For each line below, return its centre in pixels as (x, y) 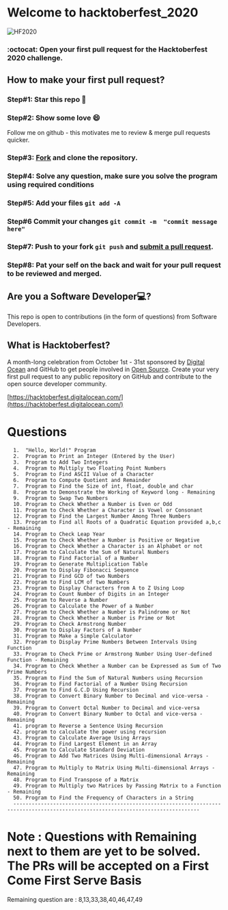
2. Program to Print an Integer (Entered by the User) (94, 456)
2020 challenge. (35, 58)
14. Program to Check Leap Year (59, 534)
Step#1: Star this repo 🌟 (47, 99)
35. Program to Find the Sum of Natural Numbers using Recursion (108, 678)
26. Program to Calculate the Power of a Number (84, 606)
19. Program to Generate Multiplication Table (81, 564)
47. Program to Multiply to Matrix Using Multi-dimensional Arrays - (114, 768)
